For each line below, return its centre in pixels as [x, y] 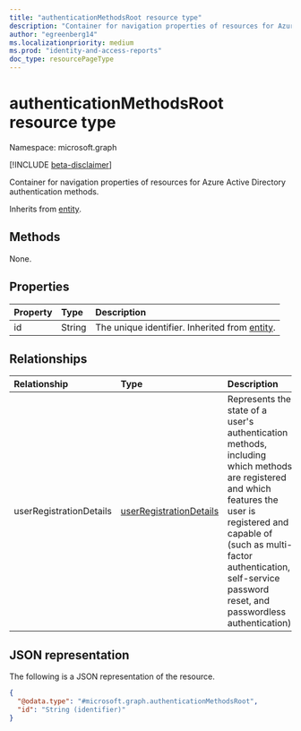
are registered [257, 477]
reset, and [249, 601]
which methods [260, 467]
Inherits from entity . [46, 209]
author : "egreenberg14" [54, 34]
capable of [250, 534]
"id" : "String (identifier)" [72, 709]
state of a [247, 410]
